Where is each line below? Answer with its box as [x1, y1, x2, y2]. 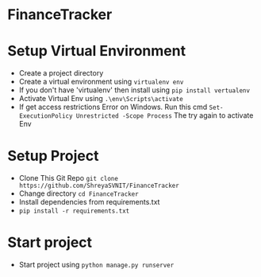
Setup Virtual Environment [7, 42, 186, 60]
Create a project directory [18, 68, 104, 78]
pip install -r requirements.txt [18, 207, 130, 216]
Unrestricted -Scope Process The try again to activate [75, 111, 254, 120]
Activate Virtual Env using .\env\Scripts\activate [18, 94, 183, 103]
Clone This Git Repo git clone [18, 174, 118, 183]
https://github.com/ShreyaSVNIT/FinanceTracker [18, 181, 179, 190]
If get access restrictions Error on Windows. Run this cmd [18, 102, 208, 112]
